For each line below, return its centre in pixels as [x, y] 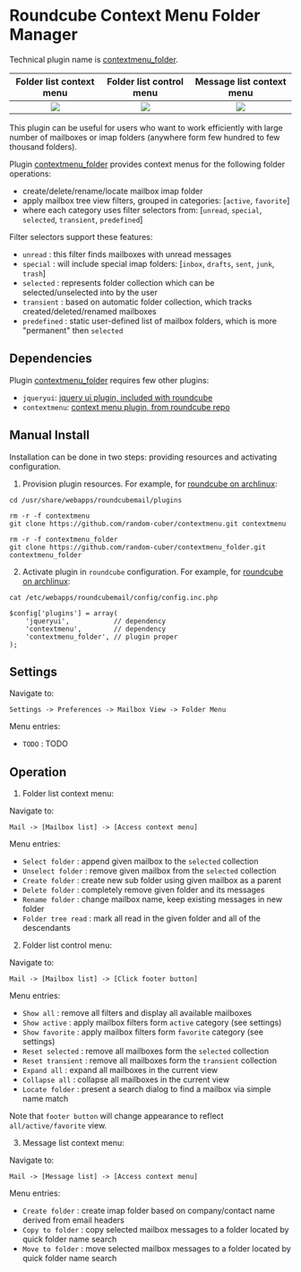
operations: [30, 173]
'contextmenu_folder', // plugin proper [102, 637]
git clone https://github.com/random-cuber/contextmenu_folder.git [138, 547]
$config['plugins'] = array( [64, 613]
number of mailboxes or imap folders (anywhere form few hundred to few [145, 137]
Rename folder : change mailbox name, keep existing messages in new [152, 899]
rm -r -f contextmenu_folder [64, 539]
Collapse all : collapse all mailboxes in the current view [126, 1079]
